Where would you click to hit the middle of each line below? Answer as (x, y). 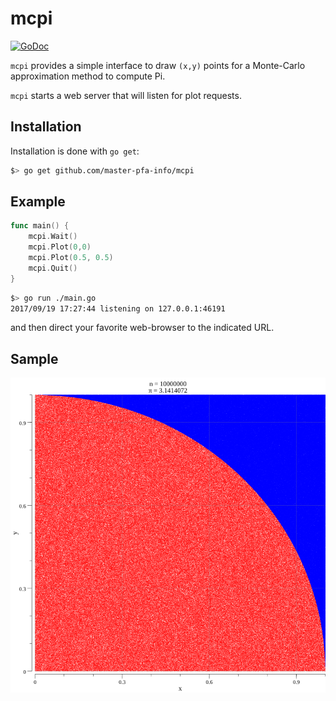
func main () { (40, 226)
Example (38, 202)
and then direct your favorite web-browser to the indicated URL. (142, 328)
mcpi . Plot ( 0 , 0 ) (60, 247)
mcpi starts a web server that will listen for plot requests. (126, 95)
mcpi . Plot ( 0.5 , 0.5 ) (71, 258)
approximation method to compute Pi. (88, 76)
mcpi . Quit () (53, 268)
